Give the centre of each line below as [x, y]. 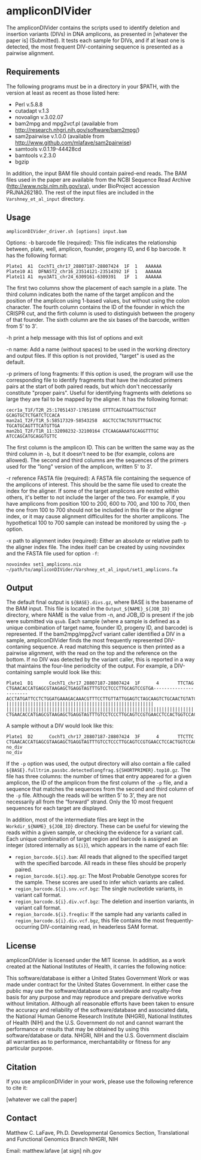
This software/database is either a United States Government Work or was [98, 978]
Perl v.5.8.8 [29, 104]
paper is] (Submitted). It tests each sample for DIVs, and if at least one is [96, 40]
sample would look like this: [68, 672]
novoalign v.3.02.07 [39, 117]
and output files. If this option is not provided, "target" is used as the [91, 355]
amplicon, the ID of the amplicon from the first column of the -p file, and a [97, 783]
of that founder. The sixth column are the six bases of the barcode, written [98, 319]
